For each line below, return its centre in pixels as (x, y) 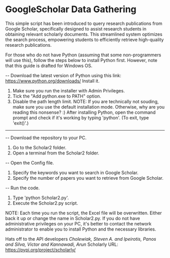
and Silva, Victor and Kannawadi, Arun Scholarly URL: (62, 244)
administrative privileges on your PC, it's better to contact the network (78, 223)
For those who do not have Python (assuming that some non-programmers (83, 55)
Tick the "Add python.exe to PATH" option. (57, 96)
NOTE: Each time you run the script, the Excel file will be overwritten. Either (83, 213)
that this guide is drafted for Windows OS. (49, 66)
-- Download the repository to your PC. (46, 138)
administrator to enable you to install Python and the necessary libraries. (81, 229)
